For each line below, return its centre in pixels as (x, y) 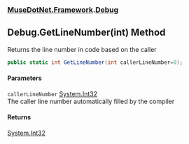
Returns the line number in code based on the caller (82, 49)
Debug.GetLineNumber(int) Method (86, 33)
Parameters (24, 78)
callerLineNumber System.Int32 (52, 93)
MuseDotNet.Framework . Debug (63, 10)
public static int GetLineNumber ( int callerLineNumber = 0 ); (95, 62)
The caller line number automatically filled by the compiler (91, 101)
